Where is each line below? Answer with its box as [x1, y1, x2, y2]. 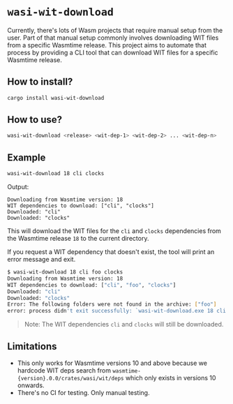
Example [7, 151, 46, 163]
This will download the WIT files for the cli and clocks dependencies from [7, 227, 222, 235]
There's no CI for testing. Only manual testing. [17, 388, 150, 396]
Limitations [7, 341, 57, 352]
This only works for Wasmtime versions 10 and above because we [17, 359, 208, 367]
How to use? [7, 114, 63, 126]
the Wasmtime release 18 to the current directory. [7, 234, 149, 242]
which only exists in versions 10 [125, 373, 216, 382]
